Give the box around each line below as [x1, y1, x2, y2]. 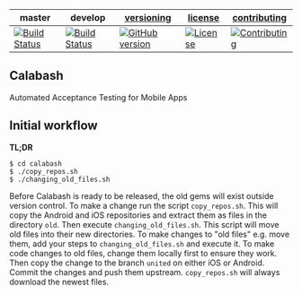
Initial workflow [9, 118, 98, 134]
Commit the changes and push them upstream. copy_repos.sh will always [9, 266, 280, 277]
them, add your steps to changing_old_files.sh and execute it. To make [9, 238, 275, 249]
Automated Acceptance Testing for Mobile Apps [9, 91, 188, 102]
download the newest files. [9, 276, 110, 287]
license [187, 12, 220, 23]
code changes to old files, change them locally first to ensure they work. [9, 247, 277, 258]
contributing [232, 12, 288, 23]
